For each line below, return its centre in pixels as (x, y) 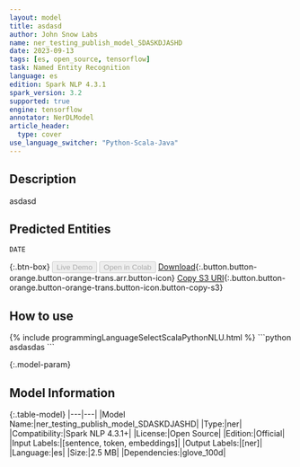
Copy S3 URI (200, 278)
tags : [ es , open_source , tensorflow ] (80, 59)
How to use (41, 316)
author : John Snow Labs (54, 34)
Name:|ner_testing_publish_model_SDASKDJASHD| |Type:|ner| (126, 424)
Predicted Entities (60, 229)
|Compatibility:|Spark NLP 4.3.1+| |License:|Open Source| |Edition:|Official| (147, 433)
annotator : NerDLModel (52, 118)
